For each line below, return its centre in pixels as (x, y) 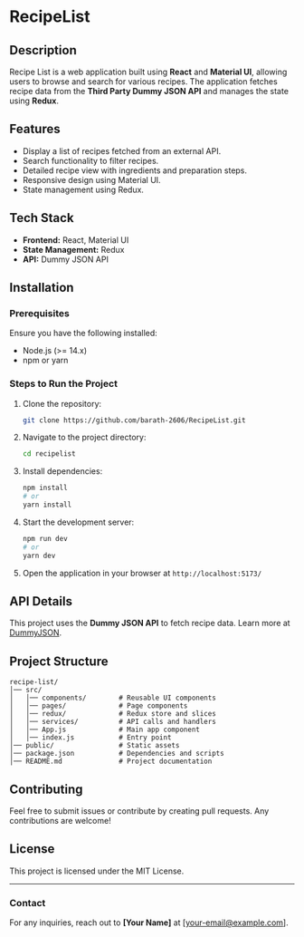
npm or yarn (45, 361)
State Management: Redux (73, 249)
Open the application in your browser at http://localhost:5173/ (142, 573)
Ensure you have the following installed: (84, 333)
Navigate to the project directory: (84, 438)
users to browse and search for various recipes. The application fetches (143, 82)
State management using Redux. (83, 189)
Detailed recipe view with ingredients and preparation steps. (134, 170)
